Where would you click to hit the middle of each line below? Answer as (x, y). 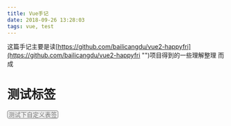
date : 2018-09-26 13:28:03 (46, 20)
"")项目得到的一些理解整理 (179, 55)
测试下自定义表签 (33, 115)
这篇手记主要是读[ (33, 47)
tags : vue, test (30, 26)
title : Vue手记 (28, 13)
